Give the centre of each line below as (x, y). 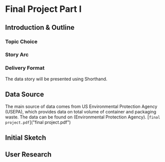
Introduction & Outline (40, 27)
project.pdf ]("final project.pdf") (38, 122)
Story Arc (17, 54)
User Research (28, 155)
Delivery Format (25, 68)
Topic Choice (22, 42)
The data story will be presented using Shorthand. (56, 79)
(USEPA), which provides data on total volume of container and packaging (81, 111)
